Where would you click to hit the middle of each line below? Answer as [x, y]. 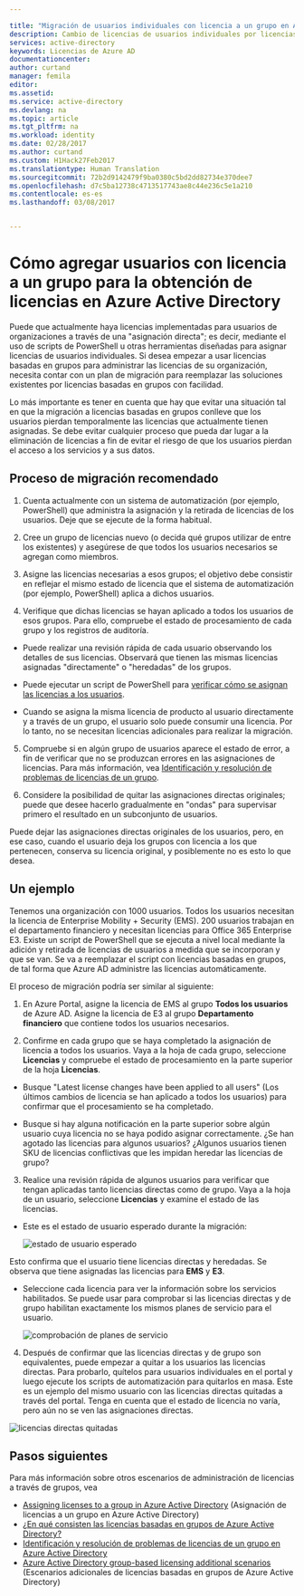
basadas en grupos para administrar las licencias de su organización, [138, 365]
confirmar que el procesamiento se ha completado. [118, 1106]
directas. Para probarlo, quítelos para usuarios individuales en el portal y [157, 1371]
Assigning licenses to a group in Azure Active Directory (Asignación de [154, 1505]
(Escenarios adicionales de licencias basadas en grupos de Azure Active [158, 1572]
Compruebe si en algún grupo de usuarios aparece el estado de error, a [156, 748]
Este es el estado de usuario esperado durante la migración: [134, 1226]
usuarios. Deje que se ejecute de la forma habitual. [117, 519]
